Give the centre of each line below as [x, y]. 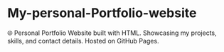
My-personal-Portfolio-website [102, 13]
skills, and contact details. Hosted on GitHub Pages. [83, 41]
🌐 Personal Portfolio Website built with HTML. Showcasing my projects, [112, 33]
